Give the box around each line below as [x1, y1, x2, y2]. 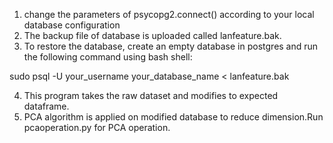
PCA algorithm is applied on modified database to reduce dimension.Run [23, 111, 324, 123]
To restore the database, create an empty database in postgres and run [23, 40, 319, 52]
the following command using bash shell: [23, 51, 193, 63]
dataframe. [23, 100, 70, 112]
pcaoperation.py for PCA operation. [23, 122, 171, 133]
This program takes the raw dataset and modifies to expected [23, 90, 279, 101]
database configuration [23, 19, 121, 31]
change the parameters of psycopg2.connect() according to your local [23, 9, 315, 20]
